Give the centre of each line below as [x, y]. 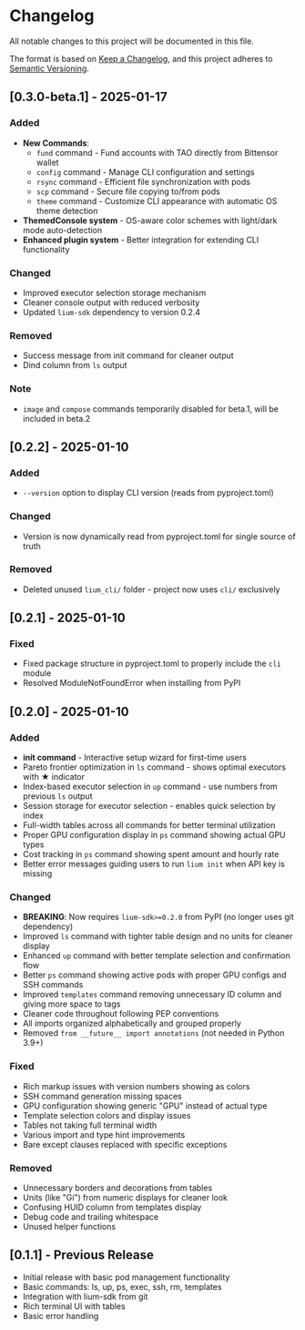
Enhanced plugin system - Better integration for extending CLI [141, 240]
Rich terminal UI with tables [74, 1306]
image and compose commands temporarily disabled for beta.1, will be [151, 409]
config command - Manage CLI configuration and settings [145, 172]
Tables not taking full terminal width [90, 1125]
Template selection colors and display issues [107, 1115]
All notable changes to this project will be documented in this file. [132, 41]
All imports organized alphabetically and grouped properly [132, 1023]
